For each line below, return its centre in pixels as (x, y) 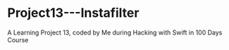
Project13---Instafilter (73, 13)
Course (18, 39)
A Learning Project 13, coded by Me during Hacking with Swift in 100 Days (115, 32)
